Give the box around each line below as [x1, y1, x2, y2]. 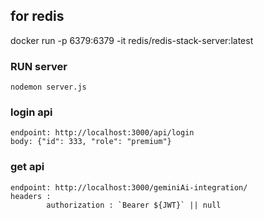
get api [10, 160, 45, 174]
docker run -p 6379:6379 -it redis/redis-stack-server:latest [10, 34, 254, 46]
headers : [10, 191, 52, 201]
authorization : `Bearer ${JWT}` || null [46, 200, 222, 210]
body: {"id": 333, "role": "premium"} [10, 137, 172, 147]
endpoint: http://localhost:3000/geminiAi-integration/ [10, 182, 248, 193]
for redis [10, 8, 65, 25]
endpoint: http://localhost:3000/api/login [10, 128, 195, 138]
